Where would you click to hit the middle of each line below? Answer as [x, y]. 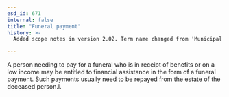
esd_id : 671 [24, 13]
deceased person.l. [34, 87]
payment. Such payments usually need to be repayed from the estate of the [114, 79]
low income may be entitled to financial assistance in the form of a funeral [111, 72]
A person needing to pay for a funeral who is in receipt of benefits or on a [111, 65]
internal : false [30, 20]
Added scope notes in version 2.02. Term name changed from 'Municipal [118, 39]
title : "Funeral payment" [44, 26]
